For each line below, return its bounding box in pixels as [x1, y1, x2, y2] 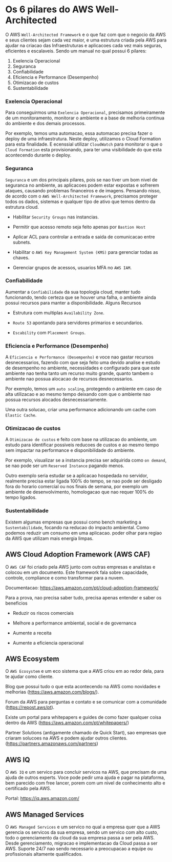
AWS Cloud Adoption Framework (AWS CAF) [5, 550, 150, 559]
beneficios [5, 600, 28, 606]
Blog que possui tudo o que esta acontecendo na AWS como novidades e [5, 684, 161, 690]
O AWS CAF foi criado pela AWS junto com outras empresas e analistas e [5, 564, 156, 570]
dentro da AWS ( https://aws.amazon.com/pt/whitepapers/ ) [5, 719, 130, 726]
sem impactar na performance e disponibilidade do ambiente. [5, 447, 136, 453]
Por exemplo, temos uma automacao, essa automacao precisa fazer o [5, 130, 153, 136]
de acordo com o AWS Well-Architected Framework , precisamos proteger [5, 193, 158, 199]
